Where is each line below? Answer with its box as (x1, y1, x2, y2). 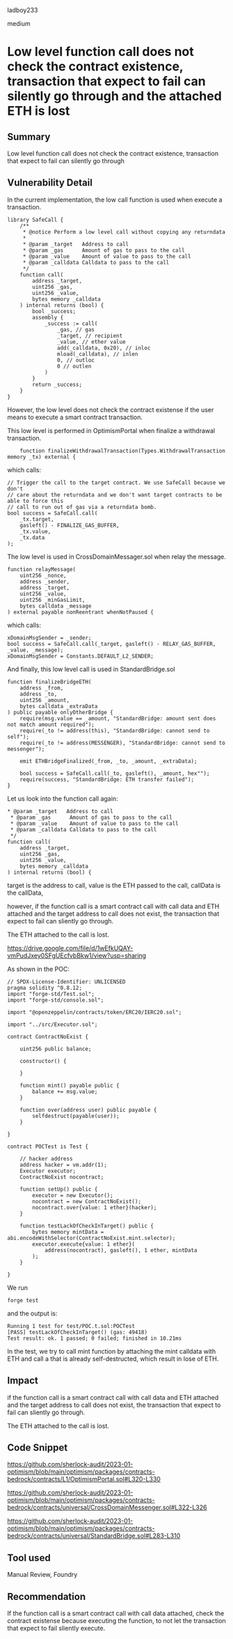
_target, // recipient (56, 332, 123, 339)
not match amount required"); (7, 721, 95, 728)
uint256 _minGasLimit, (19, 596, 86, 603)
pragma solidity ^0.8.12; (7, 984, 82, 991)
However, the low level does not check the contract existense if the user (7, 405, 214, 414)
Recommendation (7, 1590, 86, 1603)
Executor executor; (19, 1168, 77, 1175)
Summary (7, 130, 51, 142)
